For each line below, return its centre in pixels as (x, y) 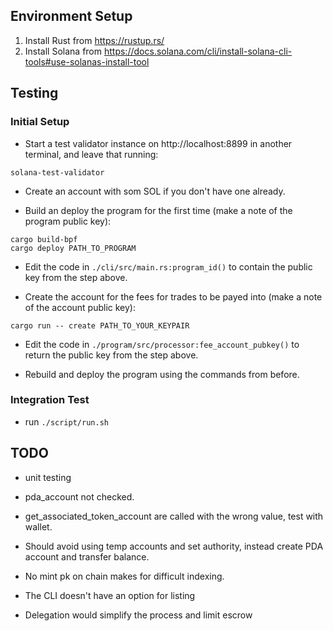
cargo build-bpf (44, 239)
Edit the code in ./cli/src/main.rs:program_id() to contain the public (168, 266)
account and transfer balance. (87, 556)
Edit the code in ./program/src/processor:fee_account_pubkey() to (162, 344)
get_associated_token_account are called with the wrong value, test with (174, 516)
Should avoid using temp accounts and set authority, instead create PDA (174, 546)
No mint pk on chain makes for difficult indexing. (124, 576)
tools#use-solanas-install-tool (87, 61)
